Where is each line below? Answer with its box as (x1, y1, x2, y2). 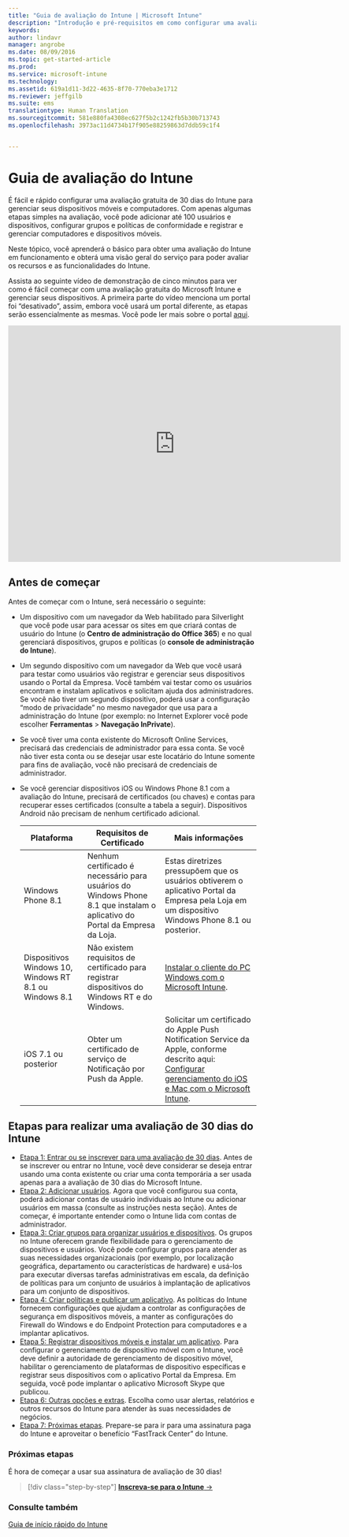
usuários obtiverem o (165, 875, 243, 886)
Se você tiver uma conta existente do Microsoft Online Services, (19, 735, 228, 744)
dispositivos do (87, 981, 144, 992)
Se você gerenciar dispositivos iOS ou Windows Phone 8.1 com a (19, 783, 230, 793)
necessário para (87, 870, 147, 881)
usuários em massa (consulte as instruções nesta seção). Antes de (19, 1203, 238, 1212)
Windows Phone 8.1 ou (165, 914, 252, 925)
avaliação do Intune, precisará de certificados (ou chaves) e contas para (19, 791, 255, 801)
